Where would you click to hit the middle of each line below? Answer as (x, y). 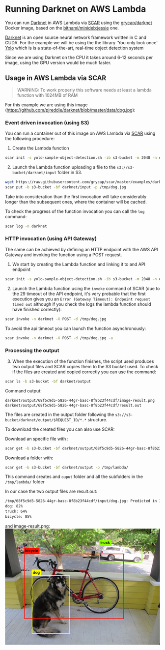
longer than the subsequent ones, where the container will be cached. (76, 202)
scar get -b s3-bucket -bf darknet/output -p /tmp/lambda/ (67, 467)
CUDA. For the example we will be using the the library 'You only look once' (82, 42)
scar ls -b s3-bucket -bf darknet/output (48, 381)
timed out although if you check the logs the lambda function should (82, 304)
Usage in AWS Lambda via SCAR (56, 78)
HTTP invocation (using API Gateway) (51, 238)
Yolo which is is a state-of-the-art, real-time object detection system (74, 48)
